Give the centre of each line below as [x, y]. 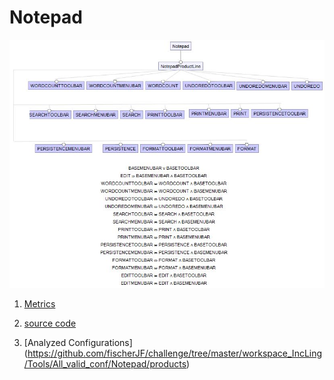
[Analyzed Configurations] [78, 342]
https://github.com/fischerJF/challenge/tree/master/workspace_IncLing [175, 353]
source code [50, 323]
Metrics [39, 303]
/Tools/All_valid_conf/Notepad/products [105, 363]
